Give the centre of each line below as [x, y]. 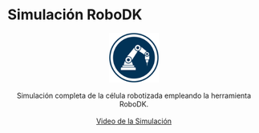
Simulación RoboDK [75, 15]
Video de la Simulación [134, 121]
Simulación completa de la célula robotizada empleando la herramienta [134, 95]
